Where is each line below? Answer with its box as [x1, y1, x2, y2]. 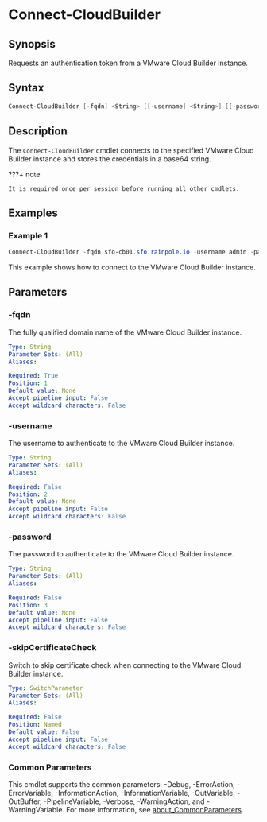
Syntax [8, 81, 44, 95]
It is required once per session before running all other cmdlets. [8, 184, 240, 192]
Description [8, 125, 68, 138]
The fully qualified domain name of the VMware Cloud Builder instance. [8, 328, 242, 337]
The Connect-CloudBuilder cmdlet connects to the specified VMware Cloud [8, 145, 254, 155]
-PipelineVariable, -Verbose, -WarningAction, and [43, 797, 205, 806]
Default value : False [8, 728, 80, 736]
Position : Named [8, 721, 62, 729]
